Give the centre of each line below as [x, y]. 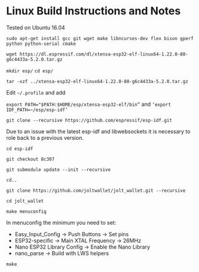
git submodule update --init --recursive [59, 169]
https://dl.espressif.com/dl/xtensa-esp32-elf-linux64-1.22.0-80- [104, 54]
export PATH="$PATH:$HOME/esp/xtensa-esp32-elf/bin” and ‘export [89, 104]
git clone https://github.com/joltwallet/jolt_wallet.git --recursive [96, 190]
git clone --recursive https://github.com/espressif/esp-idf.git [89, 120]
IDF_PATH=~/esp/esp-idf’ [37, 110]
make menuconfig [26, 211]
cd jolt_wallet [25, 201]
